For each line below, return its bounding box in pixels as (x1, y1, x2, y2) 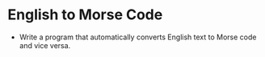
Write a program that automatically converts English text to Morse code (19, 32, 257, 42)
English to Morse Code (7, 6, 163, 24)
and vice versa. (19, 40, 71, 50)
